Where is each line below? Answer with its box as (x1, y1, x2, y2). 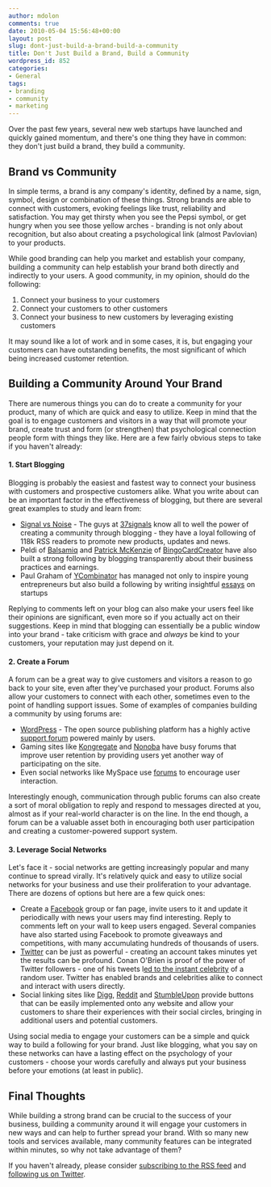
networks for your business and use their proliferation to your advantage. (8, 880, 252, 889)
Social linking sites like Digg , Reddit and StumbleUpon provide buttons (19, 990, 254, 999)
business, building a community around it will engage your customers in (8, 1119, 248, 1129)
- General (8, 72, 42, 80)
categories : (8, 65, 48, 73)
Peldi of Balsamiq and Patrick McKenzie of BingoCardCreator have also (19, 545, 257, 555)
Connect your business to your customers (19, 294, 160, 304)
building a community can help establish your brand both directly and (8, 262, 240, 272)
